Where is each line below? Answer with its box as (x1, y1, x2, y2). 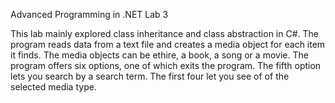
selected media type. (10, 81, 97, 93)
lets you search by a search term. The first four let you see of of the (10, 70, 290, 82)
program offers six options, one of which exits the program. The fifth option (10, 60, 322, 71)
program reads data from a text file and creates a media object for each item (10, 39, 326, 50)
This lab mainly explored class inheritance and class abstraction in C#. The (10, 28, 320, 39)
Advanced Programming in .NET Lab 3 (10, 9, 169, 20)
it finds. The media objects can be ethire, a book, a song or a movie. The (10, 49, 309, 61)
